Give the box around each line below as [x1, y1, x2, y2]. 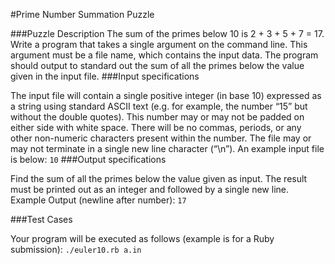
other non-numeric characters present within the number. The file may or [10, 132, 312, 144]
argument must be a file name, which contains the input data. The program [10, 49, 319, 61]
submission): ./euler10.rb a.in [10, 244, 142, 255]
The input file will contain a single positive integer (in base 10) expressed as [10, 90, 322, 101]
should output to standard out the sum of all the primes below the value [10, 60, 305, 71]
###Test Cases [10, 214, 73, 225]
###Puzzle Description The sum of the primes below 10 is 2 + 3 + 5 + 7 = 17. [10, 28, 325, 39]
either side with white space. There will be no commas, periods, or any [10, 122, 302, 133]
